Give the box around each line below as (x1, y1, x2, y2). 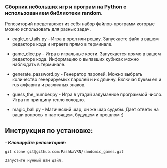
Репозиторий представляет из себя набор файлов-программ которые (5, 21, 155, 27)
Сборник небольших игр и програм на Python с (5, 3, 127, 10)
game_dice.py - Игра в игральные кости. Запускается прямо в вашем (12, 51, 161, 57)
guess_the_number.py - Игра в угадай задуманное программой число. (12, 91, 163, 98)
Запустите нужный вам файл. (5, 158, 64, 163)
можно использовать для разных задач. (5, 26, 91, 32)
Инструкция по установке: (5, 126, 93, 135)
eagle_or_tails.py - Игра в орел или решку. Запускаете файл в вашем (12, 36, 159, 42)
